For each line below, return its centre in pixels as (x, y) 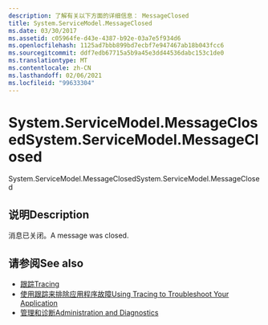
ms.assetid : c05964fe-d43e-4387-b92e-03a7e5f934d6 (95, 38)
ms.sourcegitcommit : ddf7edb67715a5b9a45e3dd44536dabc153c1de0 (116, 53)
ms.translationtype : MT (48, 61)
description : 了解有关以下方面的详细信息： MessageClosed (99, 16)
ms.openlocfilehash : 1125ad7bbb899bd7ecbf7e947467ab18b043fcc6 (116, 46)
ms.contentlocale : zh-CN (50, 68)
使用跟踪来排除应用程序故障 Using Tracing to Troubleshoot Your (124, 295)
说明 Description (49, 215)
